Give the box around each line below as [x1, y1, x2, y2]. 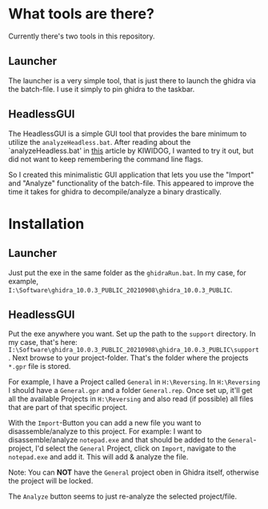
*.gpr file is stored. [8, 362, 71, 371]
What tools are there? [8, 5, 154, 23]
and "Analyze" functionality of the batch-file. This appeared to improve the [8, 178, 254, 188]
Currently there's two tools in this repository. [8, 31, 155, 41]
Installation [8, 214, 85, 233]
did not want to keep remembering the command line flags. [8, 154, 204, 164]
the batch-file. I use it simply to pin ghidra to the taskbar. [8, 84, 195, 94]
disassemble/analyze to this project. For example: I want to [8, 427, 202, 436]
